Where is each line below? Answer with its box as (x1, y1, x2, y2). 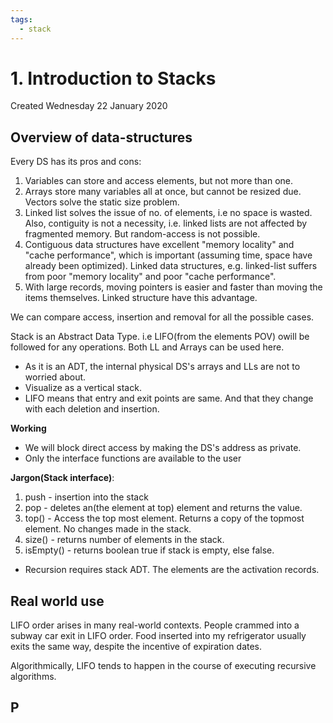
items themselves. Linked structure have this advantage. (24, 292, 258, 304)
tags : (10, 14, 33, 25)
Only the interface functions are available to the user (24, 452, 242, 465)
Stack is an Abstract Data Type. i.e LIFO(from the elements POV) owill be (10, 331, 310, 343)
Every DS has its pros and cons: (10, 156, 142, 168)
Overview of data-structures (10, 129, 193, 146)
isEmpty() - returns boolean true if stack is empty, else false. (24, 544, 275, 556)
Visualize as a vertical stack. (24, 382, 142, 394)
